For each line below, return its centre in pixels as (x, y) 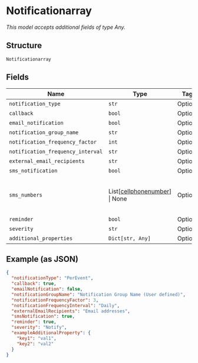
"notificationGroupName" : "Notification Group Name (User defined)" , (98, 294)
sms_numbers (26, 195)
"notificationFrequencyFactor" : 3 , (55, 300)
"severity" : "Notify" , (39, 328)
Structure (24, 46)
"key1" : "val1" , (37, 338)
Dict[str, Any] (130, 238)
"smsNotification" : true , (43, 317)
